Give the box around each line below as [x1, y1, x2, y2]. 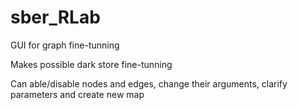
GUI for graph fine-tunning [10, 39, 120, 51]
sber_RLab [10, 6, 101, 29]
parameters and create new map [10, 88, 145, 100]
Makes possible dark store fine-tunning [10, 58, 173, 70]
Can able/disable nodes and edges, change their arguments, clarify [10, 77, 288, 90]
